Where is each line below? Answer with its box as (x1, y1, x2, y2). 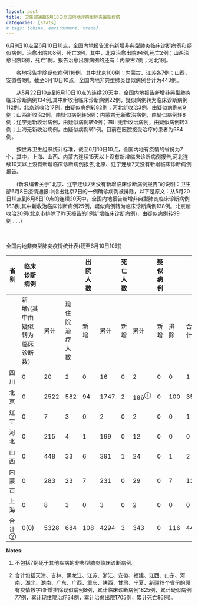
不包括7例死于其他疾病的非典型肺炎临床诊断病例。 (14, 559, 137, 567)
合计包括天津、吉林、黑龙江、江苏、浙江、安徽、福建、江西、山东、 (14, 572, 180, 579)
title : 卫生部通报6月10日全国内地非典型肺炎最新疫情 (6, 14, 121, 20)
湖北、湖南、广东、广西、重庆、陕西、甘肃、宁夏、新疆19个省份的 (25, 579, 186, 587)
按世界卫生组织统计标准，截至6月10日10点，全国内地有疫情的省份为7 (16, 146, 183, 153)
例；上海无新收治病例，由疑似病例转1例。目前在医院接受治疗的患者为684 (6, 126, 184, 133)
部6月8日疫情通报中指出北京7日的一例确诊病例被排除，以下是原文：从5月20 (6, 188, 190, 195)
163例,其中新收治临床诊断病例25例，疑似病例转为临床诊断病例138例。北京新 (6, 203, 191, 210)
